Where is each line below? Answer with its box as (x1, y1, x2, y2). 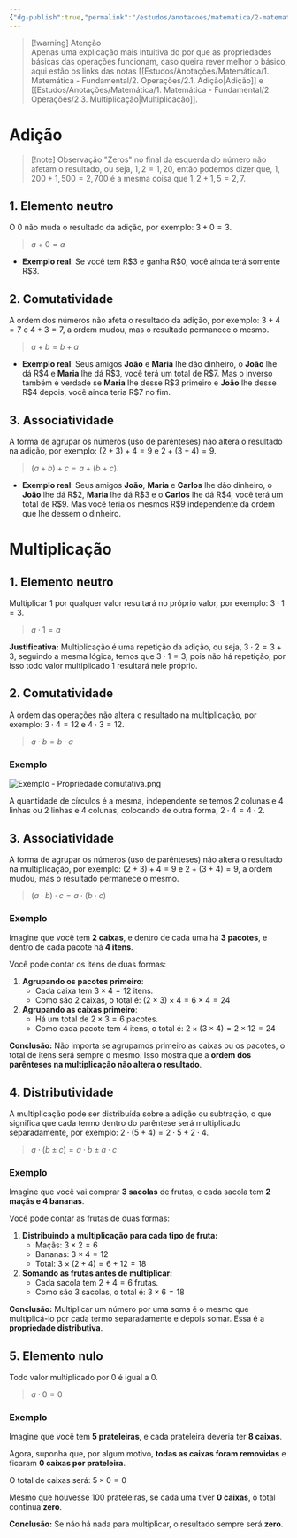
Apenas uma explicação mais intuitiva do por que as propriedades (30, 46, 272, 58)
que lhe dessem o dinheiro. (21, 509, 122, 518)
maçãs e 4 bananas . (9, 1196, 85, 1207)
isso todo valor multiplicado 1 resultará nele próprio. (9, 661, 198, 671)
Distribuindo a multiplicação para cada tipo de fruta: (21, 1231, 218, 1241)
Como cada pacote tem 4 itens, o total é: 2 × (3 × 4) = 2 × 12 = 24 (34, 1023, 276, 1034)
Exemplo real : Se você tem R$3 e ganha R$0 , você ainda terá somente (21, 256, 281, 267)
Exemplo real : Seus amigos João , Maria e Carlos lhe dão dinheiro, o (21, 480, 272, 490)
